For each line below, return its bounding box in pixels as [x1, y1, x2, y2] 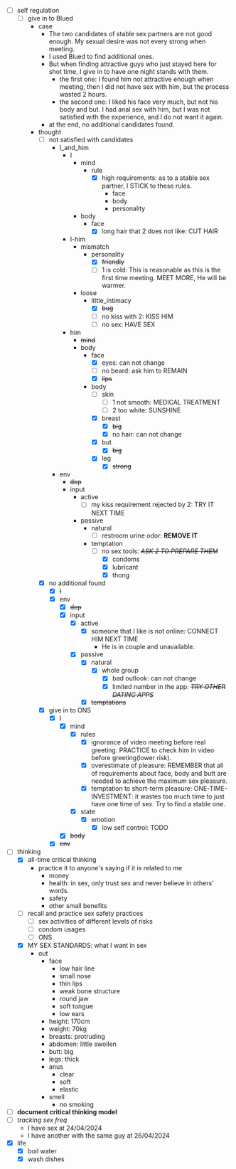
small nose [59, 971, 92, 980]
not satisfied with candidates [48, 135, 134, 144]
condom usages [38, 924, 86, 934]
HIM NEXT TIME [91, 635, 139, 644]
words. [48, 886, 69, 895]
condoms [112, 555, 140, 563]
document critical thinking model [16, 1107, 118, 1116]
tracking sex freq [16, 1116, 68, 1124]
